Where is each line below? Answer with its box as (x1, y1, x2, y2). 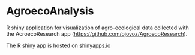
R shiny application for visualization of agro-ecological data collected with (6, 24, 189, 31)
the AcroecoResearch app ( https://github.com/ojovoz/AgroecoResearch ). (6, 30, 188, 37)
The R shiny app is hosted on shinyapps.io (6, 42, 111, 49)
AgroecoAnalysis (6, 4, 94, 18)
